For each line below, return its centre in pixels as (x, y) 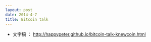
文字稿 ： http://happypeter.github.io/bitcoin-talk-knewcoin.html (79, 34)
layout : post (19, 10)
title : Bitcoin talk (27, 19)
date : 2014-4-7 (21, 15)
